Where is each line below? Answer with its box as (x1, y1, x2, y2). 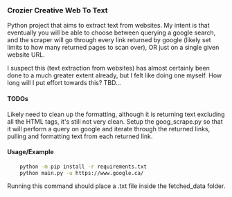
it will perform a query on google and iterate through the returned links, (7, 124, 211, 133)
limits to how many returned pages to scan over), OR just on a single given (7, 44, 220, 52)
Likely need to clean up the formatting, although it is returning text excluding (7, 110, 225, 118)
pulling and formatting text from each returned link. (7, 132, 153, 140)
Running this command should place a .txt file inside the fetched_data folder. (7, 182, 226, 190)
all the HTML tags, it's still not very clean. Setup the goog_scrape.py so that (7, 117, 223, 126)
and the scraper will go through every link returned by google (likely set (7, 36, 211, 44)
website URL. (7, 50, 45, 59)
